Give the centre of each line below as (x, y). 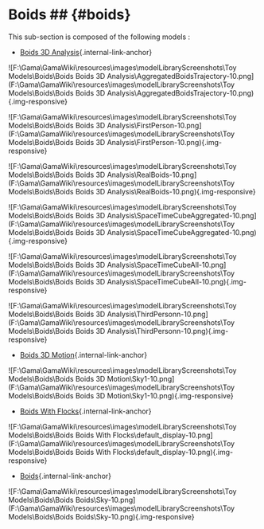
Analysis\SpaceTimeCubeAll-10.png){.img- (177, 281)
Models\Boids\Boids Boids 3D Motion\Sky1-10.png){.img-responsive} (121, 395)
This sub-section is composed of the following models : (99, 37)
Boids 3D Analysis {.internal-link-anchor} (86, 52)
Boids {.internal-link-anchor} (66, 476)
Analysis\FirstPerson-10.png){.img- (165, 142)
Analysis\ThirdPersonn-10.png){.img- (168, 331)
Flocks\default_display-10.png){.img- (173, 452)
